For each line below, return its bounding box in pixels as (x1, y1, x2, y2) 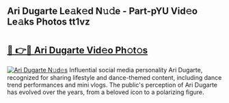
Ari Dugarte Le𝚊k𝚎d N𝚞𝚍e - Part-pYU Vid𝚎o (7, 5, 198, 17)
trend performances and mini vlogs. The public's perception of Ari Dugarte (7, 81, 217, 89)
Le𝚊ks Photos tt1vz (7, 16, 90, 28)
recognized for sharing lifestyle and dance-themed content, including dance (7, 74, 222, 81)
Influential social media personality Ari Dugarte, (69, 66, 203, 74)
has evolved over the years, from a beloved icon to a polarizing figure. (7, 88, 204, 96)
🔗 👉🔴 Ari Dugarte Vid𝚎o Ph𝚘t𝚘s (7, 44, 148, 56)
